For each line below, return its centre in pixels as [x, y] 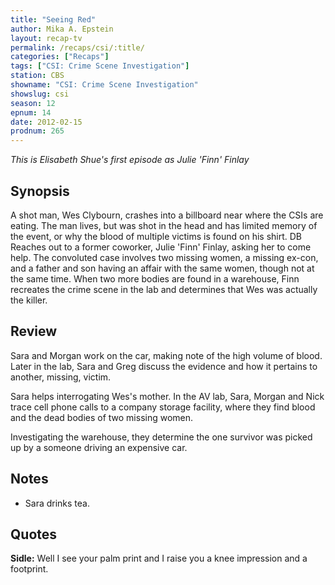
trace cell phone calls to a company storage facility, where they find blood [163, 407]
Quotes [34, 534]
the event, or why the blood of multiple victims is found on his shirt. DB [156, 236]
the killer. [29, 300]
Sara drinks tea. [57, 503]
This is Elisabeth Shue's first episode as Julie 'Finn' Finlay [130, 160]
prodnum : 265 [37, 131]
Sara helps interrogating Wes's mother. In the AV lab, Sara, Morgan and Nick [167, 396]
